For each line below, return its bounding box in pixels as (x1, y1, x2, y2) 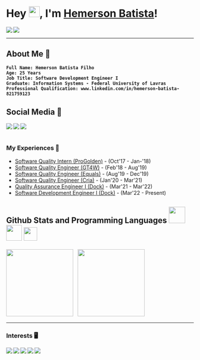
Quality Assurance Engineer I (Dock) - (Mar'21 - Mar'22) (14, 182, 153, 190)
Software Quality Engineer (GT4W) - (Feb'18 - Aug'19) (14, 164, 147, 171)
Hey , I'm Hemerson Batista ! (6, 7, 158, 20)
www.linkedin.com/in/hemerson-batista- (80, 85, 180, 92)
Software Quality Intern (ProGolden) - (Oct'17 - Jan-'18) (14, 157, 151, 165)
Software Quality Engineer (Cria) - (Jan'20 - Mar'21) (14, 176, 143, 184)
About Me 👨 (6, 49, 51, 59)
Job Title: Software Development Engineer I (6, 75, 118, 81)
